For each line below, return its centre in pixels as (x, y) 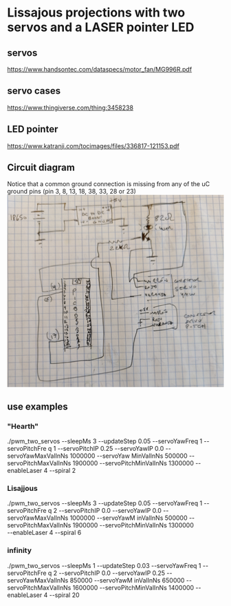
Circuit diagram (41, 168)
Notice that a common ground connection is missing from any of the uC (109, 184)
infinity (20, 551)
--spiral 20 (64, 595)
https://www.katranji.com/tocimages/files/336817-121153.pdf (93, 145)
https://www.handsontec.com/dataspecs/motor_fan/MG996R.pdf (100, 69)
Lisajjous (22, 488)
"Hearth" (23, 426)
